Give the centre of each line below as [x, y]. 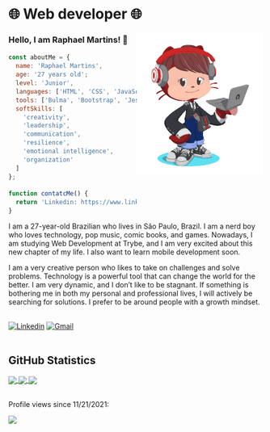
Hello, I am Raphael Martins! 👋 [68, 40]
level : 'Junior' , [45, 83]
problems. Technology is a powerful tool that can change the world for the [132, 276]
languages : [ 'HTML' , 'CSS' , [63, 91]
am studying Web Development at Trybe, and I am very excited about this [131, 244]
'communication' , [52, 134]
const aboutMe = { [39, 57]
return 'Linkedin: [47, 203]
